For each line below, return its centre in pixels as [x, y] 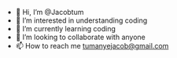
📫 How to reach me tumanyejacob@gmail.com [92, 46]
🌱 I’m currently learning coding [66, 29]
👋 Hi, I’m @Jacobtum [50, 12]
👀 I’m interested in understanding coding [81, 20]
